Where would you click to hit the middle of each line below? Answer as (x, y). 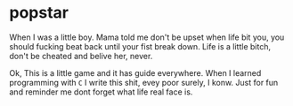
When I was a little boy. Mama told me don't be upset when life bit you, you (147, 37)
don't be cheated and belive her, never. (81, 56)
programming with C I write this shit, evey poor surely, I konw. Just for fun (144, 82)
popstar (39, 13)
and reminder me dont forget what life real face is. (101, 92)
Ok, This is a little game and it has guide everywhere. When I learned (135, 72)
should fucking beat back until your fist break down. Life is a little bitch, (140, 46)
